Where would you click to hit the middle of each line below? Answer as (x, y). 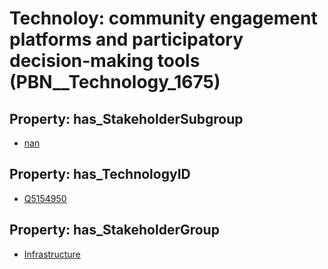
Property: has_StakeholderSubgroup (126, 118)
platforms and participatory (126, 39)
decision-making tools (105, 61)
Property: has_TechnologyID (100, 174)
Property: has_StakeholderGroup (114, 230)
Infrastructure (52, 254)
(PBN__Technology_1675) (115, 82)
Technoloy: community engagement (163, 18)
